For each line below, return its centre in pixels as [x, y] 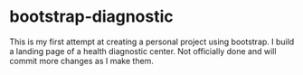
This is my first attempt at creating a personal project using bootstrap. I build [152, 42]
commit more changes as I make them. [81, 61]
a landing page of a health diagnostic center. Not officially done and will [143, 51]
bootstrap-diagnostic [91, 17]
